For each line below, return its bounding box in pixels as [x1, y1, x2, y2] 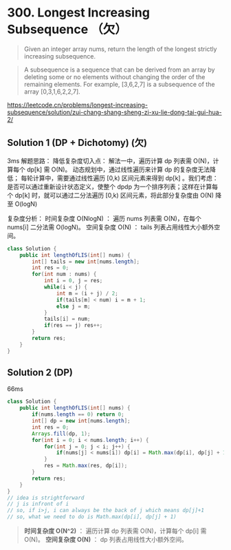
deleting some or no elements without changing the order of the [23, 72, 206, 81]
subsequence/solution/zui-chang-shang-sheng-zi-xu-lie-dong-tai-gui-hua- [7, 108, 222, 116]
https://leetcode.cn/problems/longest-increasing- [7, 101, 148, 109]
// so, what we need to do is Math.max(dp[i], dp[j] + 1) [7, 514, 177, 520]
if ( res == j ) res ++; [43, 322, 103, 329]
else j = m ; [56, 303, 91, 310]
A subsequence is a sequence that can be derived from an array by [23, 65, 215, 74]
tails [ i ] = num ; [43, 315, 91, 323]
